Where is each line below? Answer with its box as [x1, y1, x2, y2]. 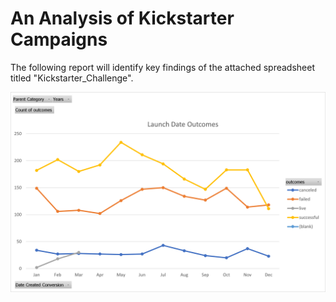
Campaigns [10, 28, 108, 51]
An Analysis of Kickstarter [10, 7, 235, 30]
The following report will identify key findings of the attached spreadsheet [10, 61, 315, 73]
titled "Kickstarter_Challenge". [10, 72, 134, 84]
